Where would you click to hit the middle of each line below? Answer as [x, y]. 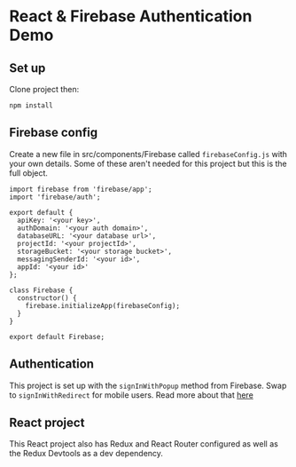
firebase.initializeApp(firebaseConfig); [102, 305]
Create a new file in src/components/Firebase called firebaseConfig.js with [148, 154]
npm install [31, 106]
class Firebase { [41, 290]
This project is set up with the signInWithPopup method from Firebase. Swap [148, 385]
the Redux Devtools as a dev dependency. [86, 454]
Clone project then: [44, 89]
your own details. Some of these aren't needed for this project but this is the [148, 163]
